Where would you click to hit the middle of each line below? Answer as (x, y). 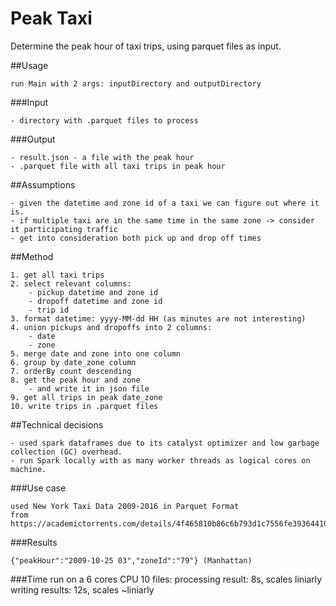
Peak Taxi (51, 18)
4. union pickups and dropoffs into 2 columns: (111, 327)
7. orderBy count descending (71, 371)
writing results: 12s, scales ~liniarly (82, 589)
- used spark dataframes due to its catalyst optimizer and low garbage (165, 443)
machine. (28, 469)
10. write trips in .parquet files (84, 406)
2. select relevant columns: (71, 283)
